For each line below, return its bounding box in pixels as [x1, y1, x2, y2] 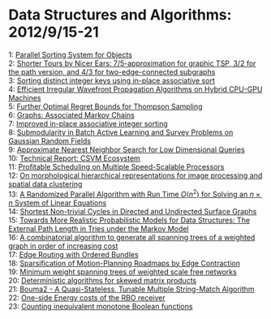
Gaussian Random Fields [8, 136, 92, 145]
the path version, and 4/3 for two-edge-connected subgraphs [8, 67, 216, 76]
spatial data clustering [8, 179, 83, 188]
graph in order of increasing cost [8, 241, 118, 251]
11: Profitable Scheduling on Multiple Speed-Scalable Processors [8, 162, 225, 171]
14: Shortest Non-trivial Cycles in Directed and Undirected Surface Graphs [8, 206, 257, 216]
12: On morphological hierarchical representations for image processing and [8, 170, 263, 180]
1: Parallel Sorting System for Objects [8, 50, 132, 59]
